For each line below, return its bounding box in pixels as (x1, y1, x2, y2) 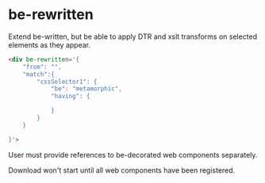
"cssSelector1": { (36, 78, 98, 86)
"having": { (50, 93, 90, 101)
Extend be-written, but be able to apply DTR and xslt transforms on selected (8, 32, 258, 41)
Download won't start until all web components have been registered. (8, 165, 236, 175)
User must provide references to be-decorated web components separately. (8, 150, 258, 159)
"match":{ (22, 70, 56, 78)
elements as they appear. (8, 40, 91, 49)
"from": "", (22, 63, 62, 71)
